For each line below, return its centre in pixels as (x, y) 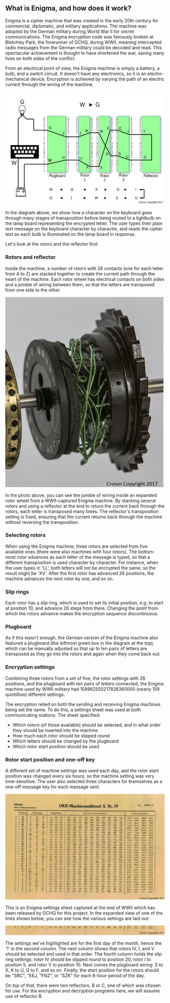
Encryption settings (30, 667)
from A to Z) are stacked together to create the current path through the (80, 274)
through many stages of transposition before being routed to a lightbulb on (83, 218)
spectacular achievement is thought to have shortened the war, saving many (85, 53)
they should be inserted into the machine (55, 730)
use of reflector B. (24, 996)
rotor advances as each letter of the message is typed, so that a (83, 557)
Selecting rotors (26, 535)
